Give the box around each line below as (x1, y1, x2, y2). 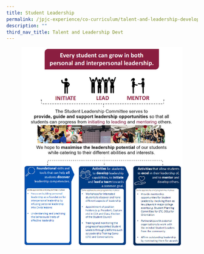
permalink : (6, 16, 34, 22)
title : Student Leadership (6, 10, 75, 16)
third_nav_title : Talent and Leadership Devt (6, 29, 123, 35)
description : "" (6, 22, 47, 29)
